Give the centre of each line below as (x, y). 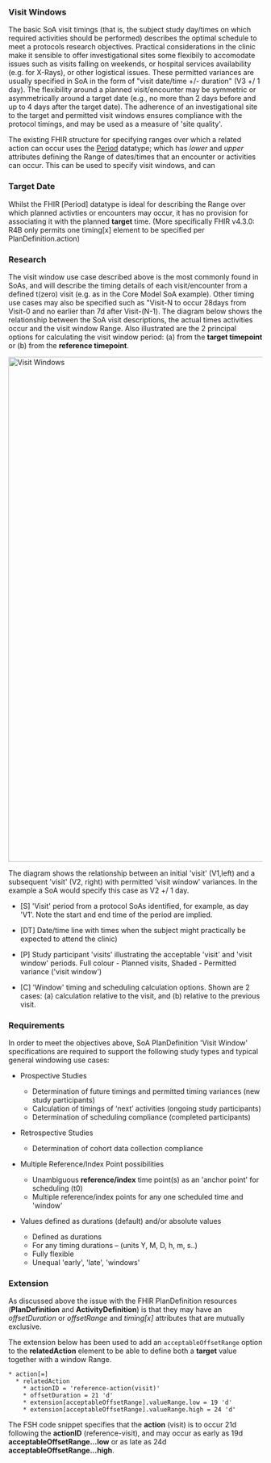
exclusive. (25, 1326)
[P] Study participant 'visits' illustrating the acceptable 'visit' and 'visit (136, 954)
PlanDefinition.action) (44, 238)
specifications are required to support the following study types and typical (133, 1052)
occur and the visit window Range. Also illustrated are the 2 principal (122, 328)
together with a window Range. (60, 1360)
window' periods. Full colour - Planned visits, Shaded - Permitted (128, 963)
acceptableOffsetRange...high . (61, 1450)
